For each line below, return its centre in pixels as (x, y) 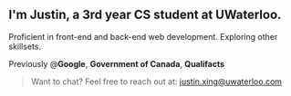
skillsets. (25, 46)
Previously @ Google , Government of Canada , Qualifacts (117, 63)
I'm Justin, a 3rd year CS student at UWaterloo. (145, 15)
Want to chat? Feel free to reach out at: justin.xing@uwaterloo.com (156, 82)
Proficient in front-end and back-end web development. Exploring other (143, 36)
